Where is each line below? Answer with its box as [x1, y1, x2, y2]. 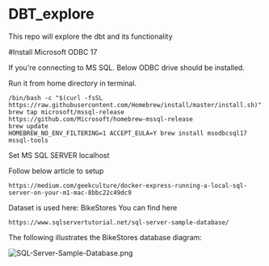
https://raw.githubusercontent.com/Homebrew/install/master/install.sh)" [8, 101, 263, 109]
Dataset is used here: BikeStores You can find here [8, 202, 178, 212]
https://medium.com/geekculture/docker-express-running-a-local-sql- [8, 181, 248, 189]
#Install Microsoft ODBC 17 [8, 47, 98, 56]
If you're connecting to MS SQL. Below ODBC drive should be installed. [8, 62, 245, 73]
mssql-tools [8, 136, 48, 144]
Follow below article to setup [8, 166, 104, 176]
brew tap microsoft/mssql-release [8, 108, 125, 116]
